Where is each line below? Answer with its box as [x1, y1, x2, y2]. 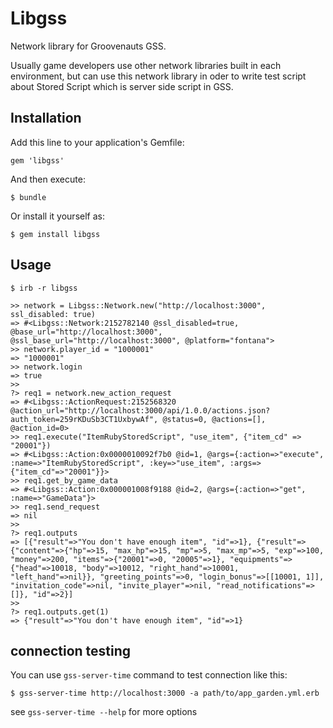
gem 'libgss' [10, 155, 65, 166]
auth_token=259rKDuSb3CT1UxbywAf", [10, 414, 159, 424]
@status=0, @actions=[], [162, 414, 267, 424]
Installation [10, 110, 82, 127]
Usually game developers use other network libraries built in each [10, 59, 282, 71]
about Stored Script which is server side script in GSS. [10, 80, 234, 92]
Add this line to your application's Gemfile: [10, 136, 185, 148]
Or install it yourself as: [10, 210, 105, 222]
